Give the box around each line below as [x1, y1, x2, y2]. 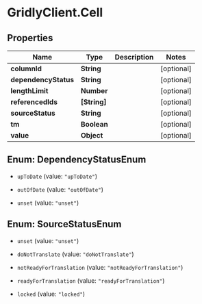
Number [81, 86, 108, 95]
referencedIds [10, 97, 58, 107]
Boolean [81, 120, 108, 129]
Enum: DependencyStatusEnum [7, 154, 147, 166]
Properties [7, 32, 53, 44]
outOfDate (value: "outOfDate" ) [16, 185, 104, 193]
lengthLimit [10, 86, 49, 95]
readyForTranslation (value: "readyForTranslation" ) [16, 276, 165, 285]
